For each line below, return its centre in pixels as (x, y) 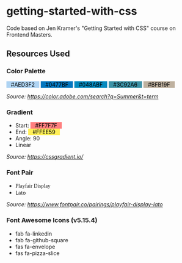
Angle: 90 (27, 138)
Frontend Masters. (30, 34)
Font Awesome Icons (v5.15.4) (52, 220)
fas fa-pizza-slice (37, 253)
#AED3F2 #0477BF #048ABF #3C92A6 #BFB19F (90, 84)
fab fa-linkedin (34, 234)
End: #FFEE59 (35, 132)
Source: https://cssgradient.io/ (45, 156)
